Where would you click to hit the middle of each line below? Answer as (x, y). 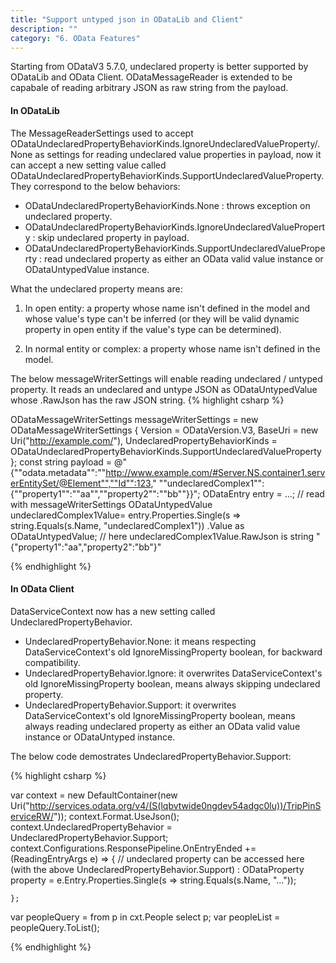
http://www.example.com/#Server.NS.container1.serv (215, 472)
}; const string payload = (61, 462)
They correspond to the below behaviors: (95, 186)
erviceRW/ (32, 816)
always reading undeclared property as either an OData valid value (162, 726)
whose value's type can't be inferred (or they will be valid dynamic (162, 318)
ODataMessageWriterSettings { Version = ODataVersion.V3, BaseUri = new (164, 430)
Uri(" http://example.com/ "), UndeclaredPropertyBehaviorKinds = (144, 440)
